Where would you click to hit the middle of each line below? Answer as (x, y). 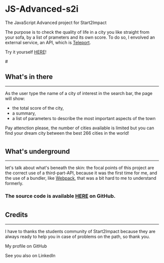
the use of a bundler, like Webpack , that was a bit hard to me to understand (81, 178)
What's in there (29, 77)
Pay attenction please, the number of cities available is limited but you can (80, 128)
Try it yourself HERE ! (26, 52)
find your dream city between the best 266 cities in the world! (67, 133)
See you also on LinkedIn (30, 255)
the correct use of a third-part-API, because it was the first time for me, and (81, 173)
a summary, (24, 113)
